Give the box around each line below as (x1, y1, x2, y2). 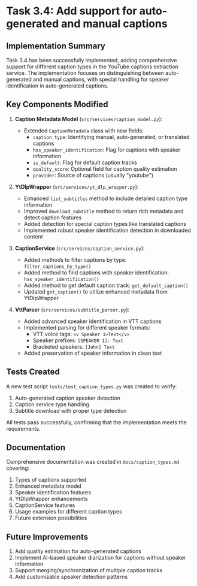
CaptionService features (14, 502, 75, 509)
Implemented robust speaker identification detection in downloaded (23, 226, 192, 234)
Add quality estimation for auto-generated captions (14, 548, 142, 555)
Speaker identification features (14, 489, 92, 496)
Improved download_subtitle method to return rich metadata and (23, 207, 184, 215)
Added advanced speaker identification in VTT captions (23, 318, 162, 325)
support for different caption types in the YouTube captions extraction (6, 63, 178, 70)
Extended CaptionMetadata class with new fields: (23, 127, 144, 134)
